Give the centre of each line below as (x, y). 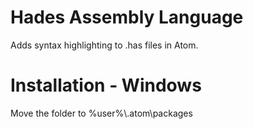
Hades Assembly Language (127, 17)
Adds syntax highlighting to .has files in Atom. (104, 45)
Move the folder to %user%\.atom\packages (101, 113)
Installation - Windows (106, 85)
